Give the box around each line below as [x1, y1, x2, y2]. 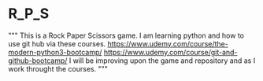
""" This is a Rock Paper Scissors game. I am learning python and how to [8, 31, 244, 40]
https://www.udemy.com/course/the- [107, 39, 228, 48]
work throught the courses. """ [8, 64, 109, 73]
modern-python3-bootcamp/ [8, 47, 102, 57]
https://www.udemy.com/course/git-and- [103, 47, 238, 57]
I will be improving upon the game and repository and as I [69, 56, 256, 65]
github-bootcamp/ [8, 56, 68, 65]
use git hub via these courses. [8, 39, 106, 48]
